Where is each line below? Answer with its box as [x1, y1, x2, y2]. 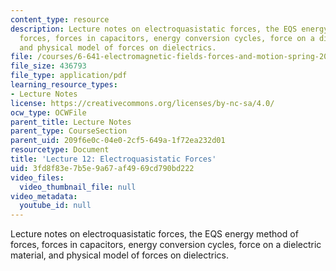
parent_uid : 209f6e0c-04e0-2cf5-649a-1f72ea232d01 [10, 136, 226, 146]
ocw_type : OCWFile [10, 107, 87, 118]
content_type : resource [10, 14, 110, 25]
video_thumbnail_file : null [19, 182, 137, 192]
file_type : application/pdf [10, 71, 128, 81]
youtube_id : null [19, 201, 92, 211]
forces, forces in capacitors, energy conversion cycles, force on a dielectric [10, 239, 322, 251]
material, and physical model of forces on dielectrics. [10, 249, 230, 261]
